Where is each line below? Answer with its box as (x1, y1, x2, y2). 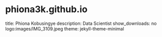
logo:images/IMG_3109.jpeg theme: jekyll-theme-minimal (5, 25, 124, 31)
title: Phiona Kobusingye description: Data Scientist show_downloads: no (5, 20, 157, 26)
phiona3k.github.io (5, 4, 88, 15)
